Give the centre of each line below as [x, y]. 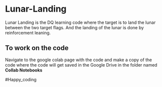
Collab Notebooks [24, 70]
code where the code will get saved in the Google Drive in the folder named [81, 65]
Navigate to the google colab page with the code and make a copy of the [79, 60]
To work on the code [37, 48]
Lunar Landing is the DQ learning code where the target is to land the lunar [80, 22]
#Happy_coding [21, 79]
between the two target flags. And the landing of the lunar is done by [75, 27]
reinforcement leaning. [28, 33]
